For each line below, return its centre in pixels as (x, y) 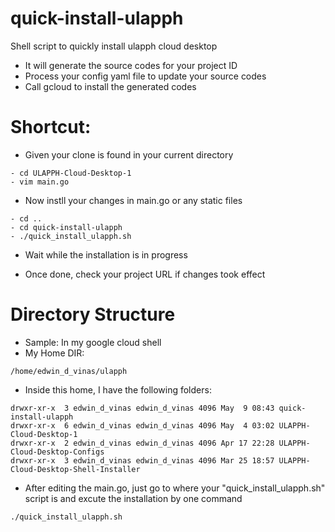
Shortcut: (51, 127)
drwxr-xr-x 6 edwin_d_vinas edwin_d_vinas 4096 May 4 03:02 (142, 425)
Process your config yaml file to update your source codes (145, 76)
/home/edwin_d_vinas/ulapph (69, 371)
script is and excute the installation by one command (133, 498)
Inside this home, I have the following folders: (118, 389)
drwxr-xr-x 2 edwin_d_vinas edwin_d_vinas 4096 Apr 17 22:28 (142, 443)
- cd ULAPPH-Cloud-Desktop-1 (71, 173)
